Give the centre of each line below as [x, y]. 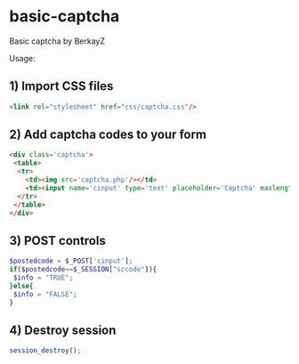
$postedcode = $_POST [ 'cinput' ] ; [71, 261]
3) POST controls [58, 241]
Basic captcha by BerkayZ [57, 41]
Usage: [22, 58]
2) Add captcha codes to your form [108, 135]
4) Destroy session [63, 330]
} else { [21, 286]
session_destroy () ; [45, 351]
